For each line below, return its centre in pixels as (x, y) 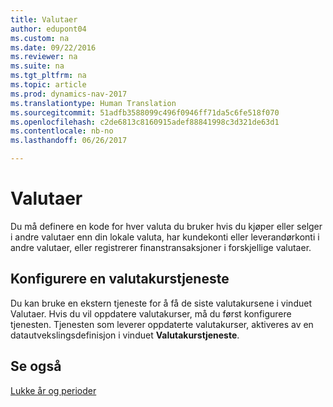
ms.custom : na (40, 38)
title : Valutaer (44, 19)
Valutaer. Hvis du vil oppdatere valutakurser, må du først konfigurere (151, 313)
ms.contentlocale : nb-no (62, 131)
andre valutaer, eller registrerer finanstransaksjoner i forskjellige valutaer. (161, 247)
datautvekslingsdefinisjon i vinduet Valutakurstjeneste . (125, 335)
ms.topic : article (48, 85)
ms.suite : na (37, 66)
